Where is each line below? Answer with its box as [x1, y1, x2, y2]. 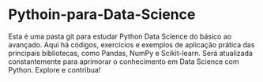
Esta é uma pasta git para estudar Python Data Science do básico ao [8, 32, 231, 41]
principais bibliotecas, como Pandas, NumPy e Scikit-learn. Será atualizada [8, 48, 253, 58]
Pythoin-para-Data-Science [8, 6, 196, 24]
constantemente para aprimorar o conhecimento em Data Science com [8, 57, 239, 66]
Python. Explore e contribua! [8, 65, 101, 74]
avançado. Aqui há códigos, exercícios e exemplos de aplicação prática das [8, 39, 255, 49]
